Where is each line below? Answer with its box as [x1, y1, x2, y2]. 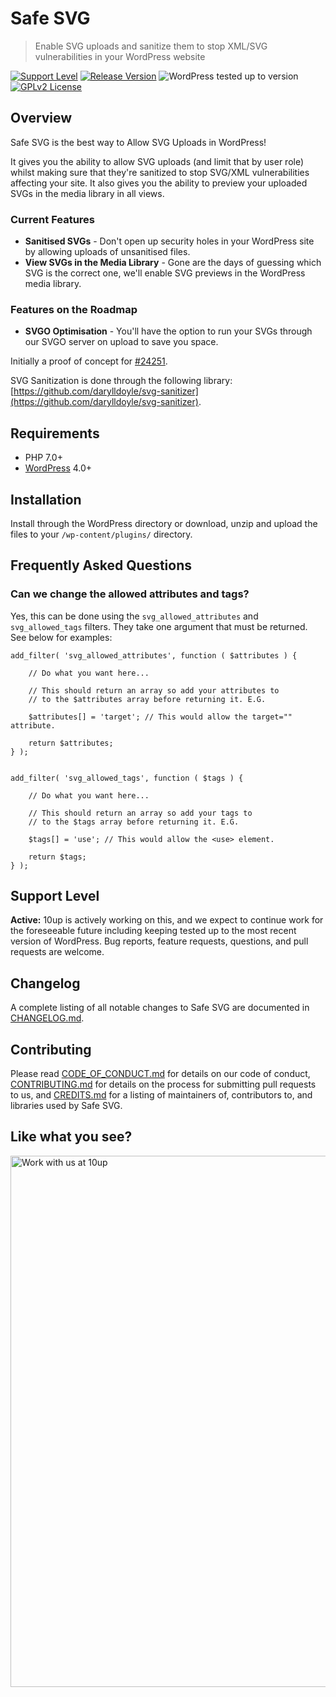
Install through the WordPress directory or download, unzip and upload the [10, 517, 318, 529]
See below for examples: [10, 631, 113, 643]
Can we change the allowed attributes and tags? [10, 587, 250, 601]
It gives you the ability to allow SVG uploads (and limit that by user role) [10, 155, 305, 167]
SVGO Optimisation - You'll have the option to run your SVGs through [24, 325, 313, 337]
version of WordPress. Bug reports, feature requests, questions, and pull [10, 935, 309, 947]
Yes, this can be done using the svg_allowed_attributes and [10, 610, 259, 622]
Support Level [10, 888, 100, 905]
